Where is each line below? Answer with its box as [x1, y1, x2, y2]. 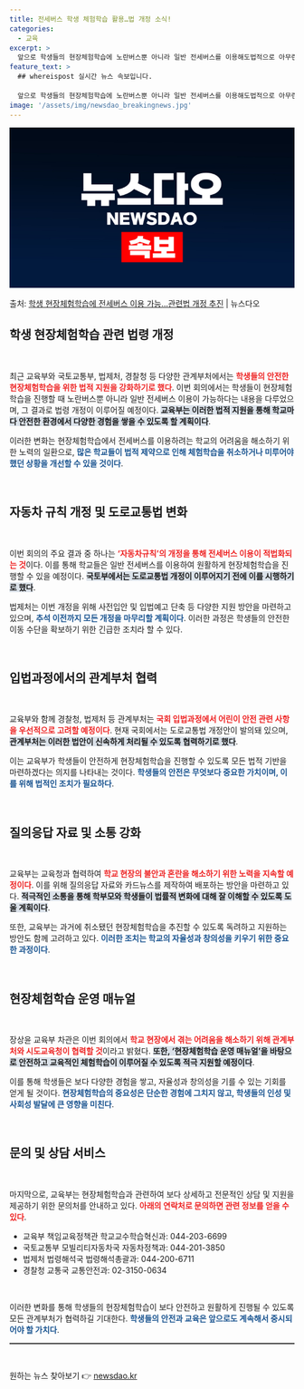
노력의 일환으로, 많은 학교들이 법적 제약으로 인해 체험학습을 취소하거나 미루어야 [18, 446, 294, 457]
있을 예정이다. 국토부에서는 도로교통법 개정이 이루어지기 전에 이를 [35, 570, 264, 581]
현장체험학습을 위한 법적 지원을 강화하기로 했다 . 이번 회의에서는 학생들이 [9, 382, 261, 393]
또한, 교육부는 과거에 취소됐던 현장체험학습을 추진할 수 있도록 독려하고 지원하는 [9, 921, 288, 933]
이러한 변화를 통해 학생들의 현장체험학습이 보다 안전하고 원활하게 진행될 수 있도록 [9, 1301, 295, 1312]
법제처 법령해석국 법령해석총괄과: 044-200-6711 [22, 1253, 195, 1264]
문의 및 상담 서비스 [9, 1145, 106, 1161]
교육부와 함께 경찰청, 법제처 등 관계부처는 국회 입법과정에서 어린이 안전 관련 [9, 714, 273, 724]
